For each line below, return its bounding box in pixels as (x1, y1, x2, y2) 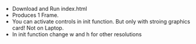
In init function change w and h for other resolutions (12, 31, 142, 38)
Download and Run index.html (12, 5, 87, 12)
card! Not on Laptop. (12, 24, 64, 31)
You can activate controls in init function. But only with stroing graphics (12, 18, 191, 25)
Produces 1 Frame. (12, 11, 59, 19)
